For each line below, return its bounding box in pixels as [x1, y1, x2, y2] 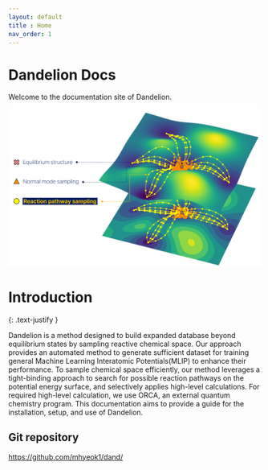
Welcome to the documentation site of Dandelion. [8, 93, 173, 102]
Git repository [8, 431, 79, 444]
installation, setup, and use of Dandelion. [8, 407, 144, 417]
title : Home [8, 21, 52, 30]
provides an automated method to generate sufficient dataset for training [8, 347, 250, 357]
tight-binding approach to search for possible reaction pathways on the [8, 373, 245, 382]
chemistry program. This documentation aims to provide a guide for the [8, 398, 245, 408]
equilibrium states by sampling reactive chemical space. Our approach [8, 339, 242, 348]
